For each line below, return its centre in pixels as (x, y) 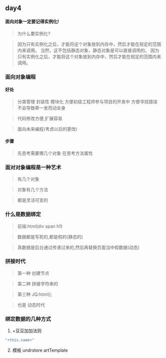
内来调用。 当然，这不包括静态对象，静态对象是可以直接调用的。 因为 (88, 50)
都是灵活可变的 (33, 200)
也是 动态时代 (31, 305)
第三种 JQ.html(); (35, 294)
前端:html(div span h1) (40, 226)
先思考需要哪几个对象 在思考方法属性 (55, 153)
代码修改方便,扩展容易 (40, 118)
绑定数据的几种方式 (28, 319)
